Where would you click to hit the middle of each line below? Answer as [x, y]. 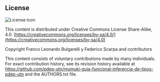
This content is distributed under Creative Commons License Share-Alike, [79, 29]
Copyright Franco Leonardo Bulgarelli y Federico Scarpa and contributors [79, 49]
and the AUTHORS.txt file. [51, 74]
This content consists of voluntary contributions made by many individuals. [80, 59]
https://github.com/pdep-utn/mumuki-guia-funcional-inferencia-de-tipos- [79, 69]
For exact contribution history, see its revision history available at [70, 63]
